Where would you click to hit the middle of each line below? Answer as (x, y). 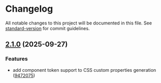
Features (17, 59)
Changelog (29, 9)
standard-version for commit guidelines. (48, 28)
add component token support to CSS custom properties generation (84, 70)
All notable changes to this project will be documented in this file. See (79, 23)
